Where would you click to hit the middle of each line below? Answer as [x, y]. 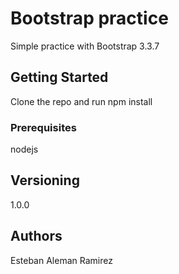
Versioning [45, 180]
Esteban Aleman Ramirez [61, 260]
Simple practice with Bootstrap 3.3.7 [85, 46]
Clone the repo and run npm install [81, 101]
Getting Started [59, 77]
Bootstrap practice [89, 18]
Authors [36, 236]
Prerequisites [43, 127]
